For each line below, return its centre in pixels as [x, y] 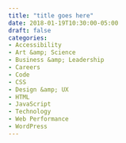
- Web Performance [38, 119]
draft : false [30, 30]
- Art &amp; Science [42, 52]
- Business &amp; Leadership [56, 60]
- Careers [25, 68]
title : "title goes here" [51, 15]
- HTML [19, 97]
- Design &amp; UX [38, 89]
